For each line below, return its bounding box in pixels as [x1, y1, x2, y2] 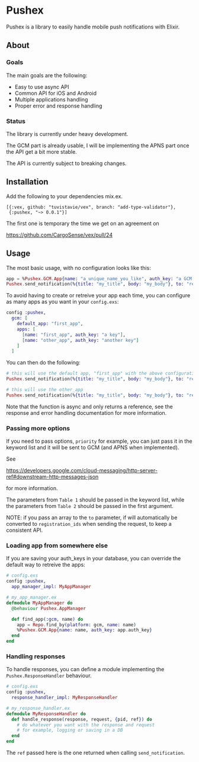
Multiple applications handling [14, 96, 88, 103]
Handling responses [6, 652, 66, 661]
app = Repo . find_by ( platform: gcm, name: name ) [17, 621, 136, 628]
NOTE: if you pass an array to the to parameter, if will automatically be [6, 514, 178, 521]
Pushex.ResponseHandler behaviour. [6, 672, 92, 680]
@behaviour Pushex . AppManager [11, 605, 86, 611]
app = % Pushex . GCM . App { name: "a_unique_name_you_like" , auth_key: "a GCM [6, 275, 192, 282]
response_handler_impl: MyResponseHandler [11, 695, 118, 701]
